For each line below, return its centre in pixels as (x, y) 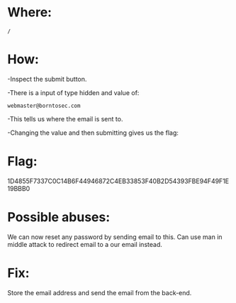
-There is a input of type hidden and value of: (73, 92)
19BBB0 (19, 188)
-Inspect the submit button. (47, 79)
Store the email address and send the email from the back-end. (100, 292)
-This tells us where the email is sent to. (65, 119)
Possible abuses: (59, 217)
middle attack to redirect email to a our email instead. (85, 244)
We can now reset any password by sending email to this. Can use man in (115, 237)
